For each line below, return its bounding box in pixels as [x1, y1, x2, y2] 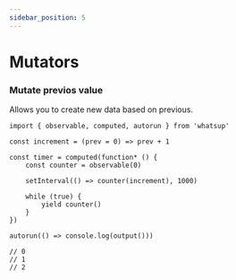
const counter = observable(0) [25, 161, 142, 171]
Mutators [9, 51, 80, 72]
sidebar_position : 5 [9, 13, 87, 22]
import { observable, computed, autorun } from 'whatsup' [9, 122, 230, 131]
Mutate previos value [9, 83, 104, 96]
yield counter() [41, 200, 102, 209]
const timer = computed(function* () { [9, 153, 158, 162]
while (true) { [25, 192, 82, 202]
